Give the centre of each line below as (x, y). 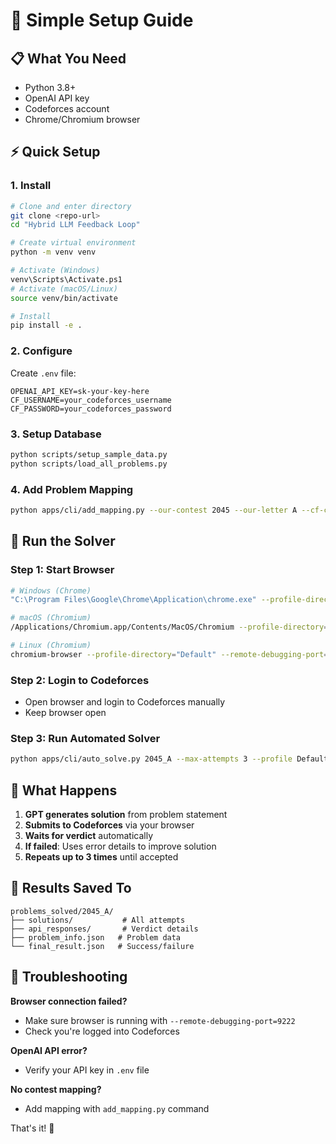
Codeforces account (67, 108)
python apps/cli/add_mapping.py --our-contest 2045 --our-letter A (154, 510)
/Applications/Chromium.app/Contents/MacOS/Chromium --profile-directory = (169, 627)
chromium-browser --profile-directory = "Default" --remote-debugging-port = (169, 654)
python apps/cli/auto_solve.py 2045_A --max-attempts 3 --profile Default (169, 759)
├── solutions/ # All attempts (98, 920)
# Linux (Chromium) (51, 645)
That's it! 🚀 (32, 1128)
